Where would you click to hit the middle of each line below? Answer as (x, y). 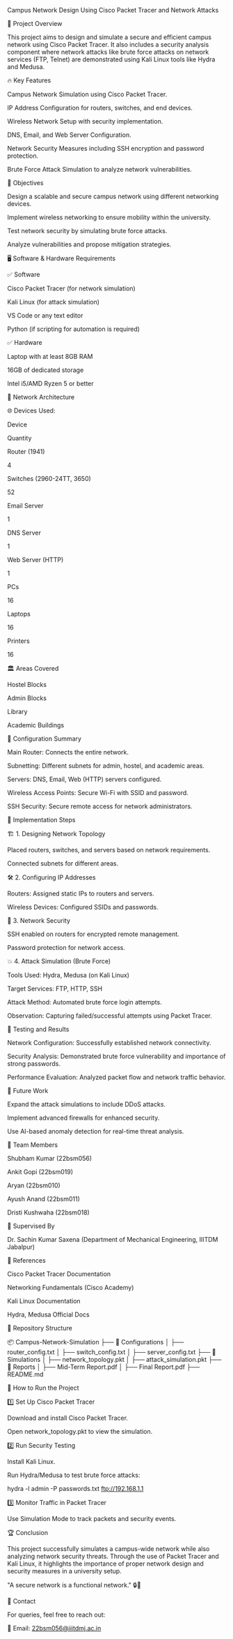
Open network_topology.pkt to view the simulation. (80, 1431)
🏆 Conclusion (28, 1533)
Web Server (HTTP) (35, 560)
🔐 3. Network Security (39, 920)
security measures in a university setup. (64, 1571)
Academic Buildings (36, 725)
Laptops (19, 614)
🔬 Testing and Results (38, 1029)
